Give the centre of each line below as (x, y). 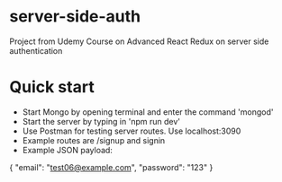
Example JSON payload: (67, 150)
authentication (36, 50)
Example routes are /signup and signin (94, 140)
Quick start (52, 87)
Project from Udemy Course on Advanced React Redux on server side (139, 41)
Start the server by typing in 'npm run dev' (101, 121)
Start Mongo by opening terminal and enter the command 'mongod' (148, 112)
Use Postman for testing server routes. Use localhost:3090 (132, 131)
